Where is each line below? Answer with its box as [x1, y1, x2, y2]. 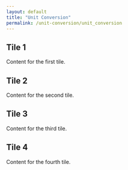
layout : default [6, 8, 47, 15]
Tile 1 [6, 42, 26, 52]
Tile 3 [6, 109, 28, 119]
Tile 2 [6, 76, 28, 86]
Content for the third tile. [6, 124, 67, 132]
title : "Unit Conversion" [6, 14, 71, 20]
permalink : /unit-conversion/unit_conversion [6, 20, 122, 26]
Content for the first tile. [6, 58, 66, 65]
